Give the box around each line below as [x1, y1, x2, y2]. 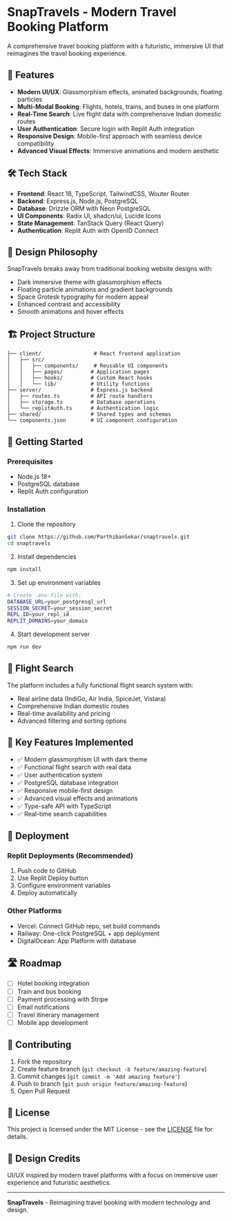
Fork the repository [17, 1057, 72, 1066]
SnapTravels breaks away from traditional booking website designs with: [7, 265, 213, 273]
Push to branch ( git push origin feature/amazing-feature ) [17, 1079, 188, 1088]
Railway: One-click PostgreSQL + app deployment [17, 929, 160, 938]
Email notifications [17, 1003, 70, 1011]
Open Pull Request [17, 1087, 70, 1095]
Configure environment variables [17, 881, 111, 890]
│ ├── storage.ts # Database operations [7, 399, 156, 406]
